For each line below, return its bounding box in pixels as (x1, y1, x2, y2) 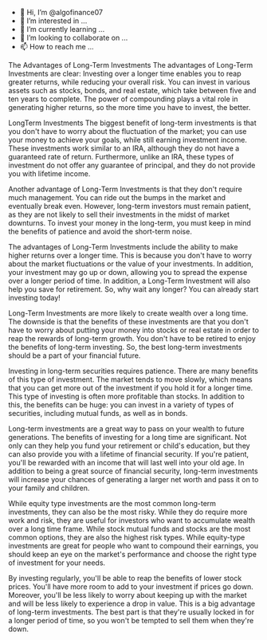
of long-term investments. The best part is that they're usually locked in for (8, 607, 255, 617)
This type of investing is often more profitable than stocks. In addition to (8, 391, 245, 401)
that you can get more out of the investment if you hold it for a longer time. (8, 383, 253, 392)
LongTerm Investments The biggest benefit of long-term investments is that (8, 118, 257, 128)
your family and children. (8, 483, 90, 493)
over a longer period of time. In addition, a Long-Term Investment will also (8, 276, 251, 285)
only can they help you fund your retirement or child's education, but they (8, 441, 250, 450)
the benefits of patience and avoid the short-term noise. (8, 227, 193, 236)
